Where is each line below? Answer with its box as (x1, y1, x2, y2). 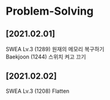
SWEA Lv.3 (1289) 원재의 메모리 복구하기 (5, 46, 105, 52)
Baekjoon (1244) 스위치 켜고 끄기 (5, 53, 86, 60)
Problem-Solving (5, 4, 94, 18)
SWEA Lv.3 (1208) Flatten (5, 87, 70, 95)
